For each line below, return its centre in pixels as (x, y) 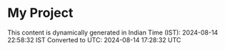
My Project (40, 13)
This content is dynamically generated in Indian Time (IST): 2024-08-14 (113, 32)
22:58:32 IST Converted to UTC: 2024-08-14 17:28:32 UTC (94, 39)
